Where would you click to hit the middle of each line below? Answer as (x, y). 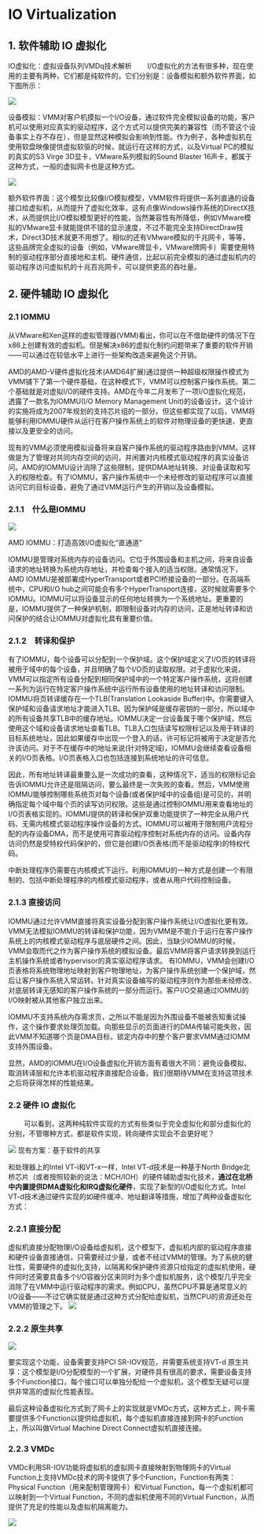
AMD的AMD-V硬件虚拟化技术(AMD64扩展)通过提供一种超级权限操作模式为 (129, 371)
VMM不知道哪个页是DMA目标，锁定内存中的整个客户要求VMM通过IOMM (132, 1036)
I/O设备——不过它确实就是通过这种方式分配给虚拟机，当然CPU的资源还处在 (130, 1297)
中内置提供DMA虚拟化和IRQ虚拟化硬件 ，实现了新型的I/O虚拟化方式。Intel (127, 1187)
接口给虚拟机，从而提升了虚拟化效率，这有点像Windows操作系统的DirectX (128, 208)
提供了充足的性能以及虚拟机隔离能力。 (70, 1506)
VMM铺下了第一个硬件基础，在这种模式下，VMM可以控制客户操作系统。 (125, 381)
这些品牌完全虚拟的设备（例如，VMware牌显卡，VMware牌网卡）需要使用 (128, 247)
